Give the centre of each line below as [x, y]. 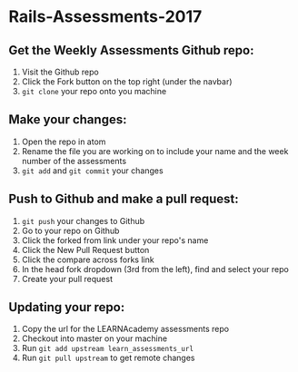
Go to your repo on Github [70, 230]
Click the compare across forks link [88, 259]
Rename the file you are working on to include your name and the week [155, 151]
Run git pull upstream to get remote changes [108, 358]
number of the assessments [74, 161]
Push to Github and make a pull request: [124, 199]
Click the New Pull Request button [85, 250]
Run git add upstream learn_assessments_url [108, 348]
